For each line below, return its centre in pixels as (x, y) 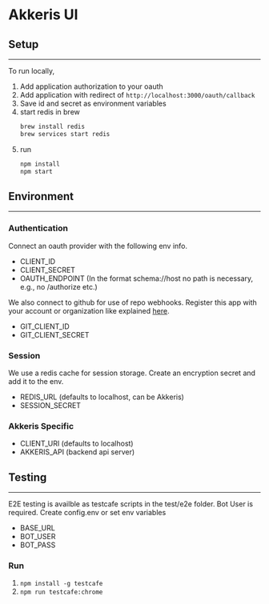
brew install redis (52, 126)
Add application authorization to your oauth (92, 86)
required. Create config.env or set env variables (87, 513)
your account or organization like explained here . (89, 310)
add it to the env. (36, 381)
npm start (36, 171)
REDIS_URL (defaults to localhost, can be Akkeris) (102, 397)
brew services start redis (65, 134)
